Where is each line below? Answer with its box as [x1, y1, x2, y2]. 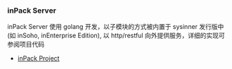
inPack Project [17, 54, 60, 63]
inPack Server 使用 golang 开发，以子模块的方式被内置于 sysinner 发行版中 [7, 23, 224, 31]
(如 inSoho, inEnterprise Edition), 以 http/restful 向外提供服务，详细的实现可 [7, 31, 225, 40]
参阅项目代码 [7, 40, 44, 49]
